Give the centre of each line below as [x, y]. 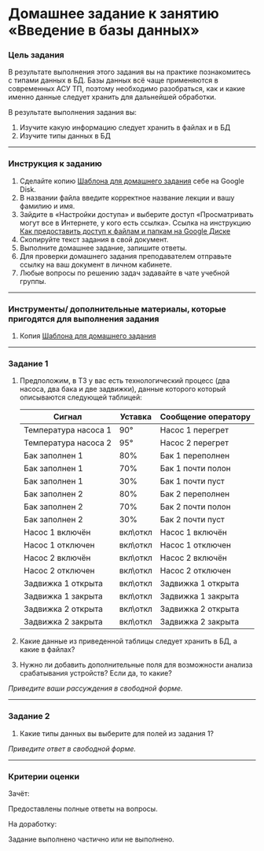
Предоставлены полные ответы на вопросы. [83, 809]
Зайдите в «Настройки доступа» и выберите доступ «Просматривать [136, 214]
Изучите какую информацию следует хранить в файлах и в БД [125, 127]
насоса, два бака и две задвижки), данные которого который [123, 389]
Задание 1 [28, 364]
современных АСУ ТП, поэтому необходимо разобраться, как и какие [127, 89]
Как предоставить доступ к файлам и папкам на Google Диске [125, 231]
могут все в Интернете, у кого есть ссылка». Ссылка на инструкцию [135, 223]
